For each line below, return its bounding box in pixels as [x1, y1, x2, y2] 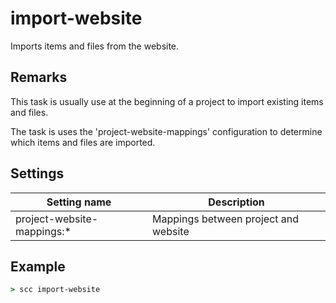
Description [208, 195, 265, 209]
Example [10, 258, 66, 275]
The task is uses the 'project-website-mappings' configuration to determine [10, 125, 323, 137]
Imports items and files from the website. [10, 40, 180, 52]
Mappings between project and [152, 212, 300, 226]
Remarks [10, 69, 68, 86]
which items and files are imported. [10, 136, 156, 148]
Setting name [46, 195, 112, 209]
